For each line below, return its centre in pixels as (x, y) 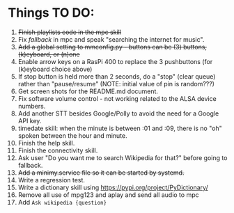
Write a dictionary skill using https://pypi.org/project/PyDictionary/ (113, 187)
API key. (30, 120)
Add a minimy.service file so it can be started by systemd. (101, 173)
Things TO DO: (51, 13)
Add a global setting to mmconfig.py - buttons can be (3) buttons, (112, 47)
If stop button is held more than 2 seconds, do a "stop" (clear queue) (117, 76)
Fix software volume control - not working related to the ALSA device (117, 98)
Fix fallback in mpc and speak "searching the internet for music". (111, 39)
